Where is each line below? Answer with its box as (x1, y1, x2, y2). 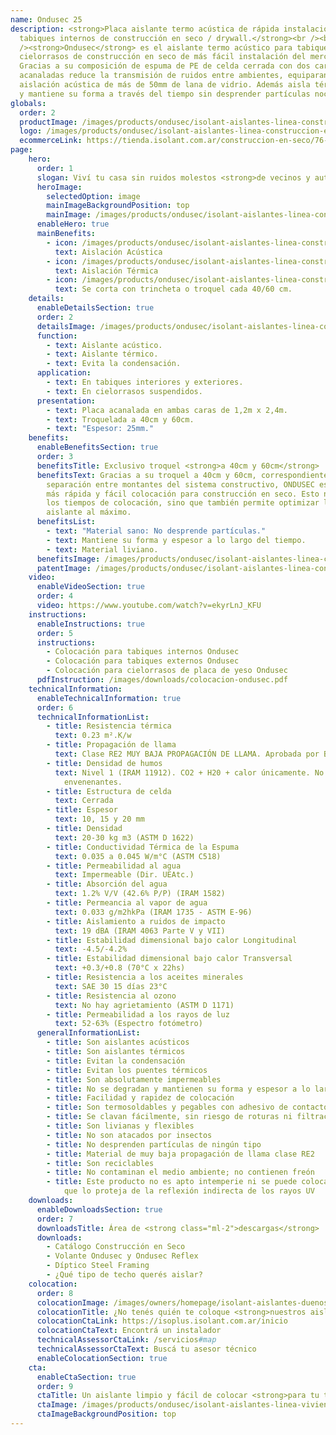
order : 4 (36, 591, 74, 601)
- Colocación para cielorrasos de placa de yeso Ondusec (46, 666, 288, 676)
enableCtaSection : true (36, 1372, 137, 1382)
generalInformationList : (36, 1028, 141, 1038)
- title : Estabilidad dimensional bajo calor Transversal (46, 954, 293, 964)
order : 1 (36, 163, 74, 173)
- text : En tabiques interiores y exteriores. (46, 377, 244, 387)
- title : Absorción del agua (46, 879, 168, 890)
